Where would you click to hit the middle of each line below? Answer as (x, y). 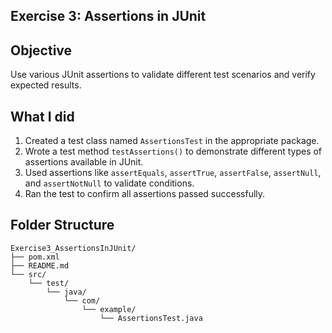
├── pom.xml (35, 257)
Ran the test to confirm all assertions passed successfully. (145, 194)
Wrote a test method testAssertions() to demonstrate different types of (173, 151)
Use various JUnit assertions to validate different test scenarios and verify (163, 75)
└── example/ (109, 309)
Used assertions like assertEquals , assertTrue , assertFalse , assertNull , (173, 173)
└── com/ (82, 300)
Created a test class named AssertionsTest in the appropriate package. (172, 141)
